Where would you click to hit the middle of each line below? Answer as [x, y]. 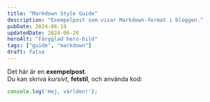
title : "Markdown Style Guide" [52, 13]
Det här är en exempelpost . [47, 71]
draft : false [26, 52]
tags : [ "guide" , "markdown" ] [49, 45]
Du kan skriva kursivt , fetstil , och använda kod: [75, 79]
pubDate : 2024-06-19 [37, 26]
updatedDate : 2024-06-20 [43, 33]
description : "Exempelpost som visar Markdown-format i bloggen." [105, 20]
